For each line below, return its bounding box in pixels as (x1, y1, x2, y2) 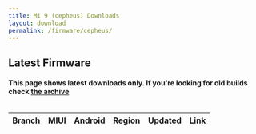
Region (113, 115, 141, 126)
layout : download (8, 19, 66, 27)
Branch (12, 115, 41, 126)
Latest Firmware (8, 56, 91, 69)
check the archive (8, 87, 70, 97)
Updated (147, 115, 182, 126)
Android (74, 115, 106, 126)
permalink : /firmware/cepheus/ (8, 26, 113, 34)
